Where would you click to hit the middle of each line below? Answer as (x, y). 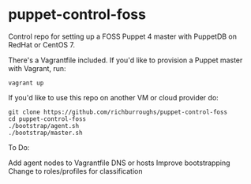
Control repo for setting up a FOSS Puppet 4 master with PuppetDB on (123, 36)
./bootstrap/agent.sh (44, 126)
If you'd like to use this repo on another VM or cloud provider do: (113, 97)
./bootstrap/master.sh (45, 133)
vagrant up (26, 83)
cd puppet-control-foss (47, 119)
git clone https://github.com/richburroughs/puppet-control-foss (118, 112)
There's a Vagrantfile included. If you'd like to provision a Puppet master (126, 60)
